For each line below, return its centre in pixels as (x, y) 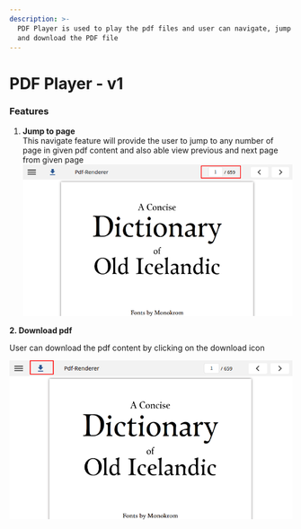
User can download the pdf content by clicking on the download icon (137, 348)
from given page (53, 159)
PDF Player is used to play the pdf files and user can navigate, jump (155, 28)
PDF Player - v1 (66, 83)
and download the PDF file (68, 38)
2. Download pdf (41, 330)
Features (29, 111)
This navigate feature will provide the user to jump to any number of (148, 140)
